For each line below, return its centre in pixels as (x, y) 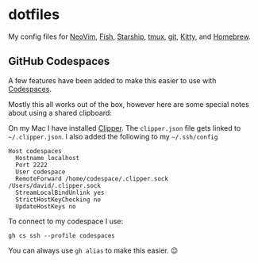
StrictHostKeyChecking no (58, 200)
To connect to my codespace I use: (66, 221)
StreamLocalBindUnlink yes (60, 192)
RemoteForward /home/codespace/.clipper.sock (92, 179)
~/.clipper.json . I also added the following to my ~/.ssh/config (113, 136)
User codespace (40, 172)
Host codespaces (35, 151)
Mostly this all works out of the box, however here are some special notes (129, 104)
